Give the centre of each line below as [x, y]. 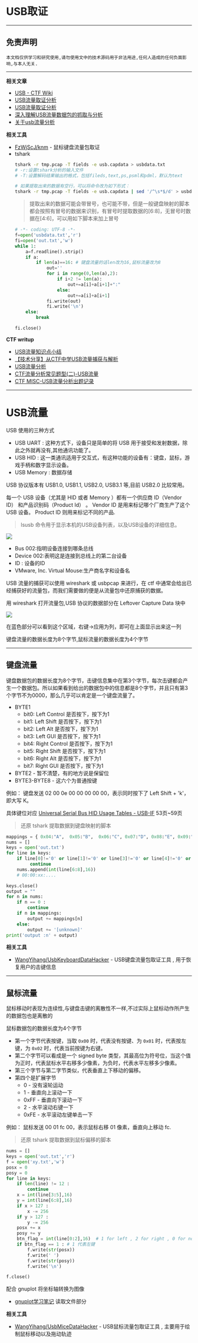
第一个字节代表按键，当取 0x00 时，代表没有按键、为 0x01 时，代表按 [98, 1041]
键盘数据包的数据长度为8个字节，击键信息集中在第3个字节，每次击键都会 [95, 680]
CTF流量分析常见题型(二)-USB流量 [57, 374]
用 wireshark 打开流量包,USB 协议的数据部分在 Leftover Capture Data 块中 [96, 603]
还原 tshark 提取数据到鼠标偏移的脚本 [66, 1140]
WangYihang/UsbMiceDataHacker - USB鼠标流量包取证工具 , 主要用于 [100, 1326]
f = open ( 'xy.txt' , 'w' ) [35, 1162]
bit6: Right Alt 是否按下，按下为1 [62, 758]
